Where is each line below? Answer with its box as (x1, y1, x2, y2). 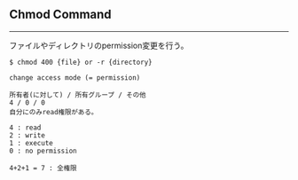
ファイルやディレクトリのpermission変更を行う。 (9, 40, 189, 51)
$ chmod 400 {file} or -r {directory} (9, 58, 153, 67)
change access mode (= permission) (9, 73, 141, 82)
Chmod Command (9, 7, 113, 22)
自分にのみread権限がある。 (9, 107, 98, 116)
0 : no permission (9, 146, 77, 155)
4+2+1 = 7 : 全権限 (9, 163, 77, 172)
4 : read (9, 123, 42, 132)
